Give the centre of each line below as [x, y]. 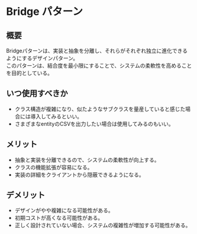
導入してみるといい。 [56, 116]
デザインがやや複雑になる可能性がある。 [64, 210]
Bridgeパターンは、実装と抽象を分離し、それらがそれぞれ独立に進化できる [97, 51]
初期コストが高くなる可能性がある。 [59, 218]
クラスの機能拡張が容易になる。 [54, 167]
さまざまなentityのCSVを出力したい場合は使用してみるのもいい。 [94, 124]
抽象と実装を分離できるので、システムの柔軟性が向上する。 [87, 160]
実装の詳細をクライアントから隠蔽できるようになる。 [79, 175]
